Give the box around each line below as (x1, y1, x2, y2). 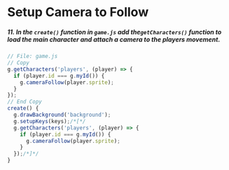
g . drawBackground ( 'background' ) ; (13, 111, 111, 119)
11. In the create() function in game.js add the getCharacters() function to (7, 27, 222, 36)
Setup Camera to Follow (7, 4, 149, 20)
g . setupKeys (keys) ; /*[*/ (13, 118, 86, 125)
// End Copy (7, 99, 42, 106)
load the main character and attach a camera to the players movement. (7, 35, 221, 43)
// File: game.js (7, 53, 58, 60)
